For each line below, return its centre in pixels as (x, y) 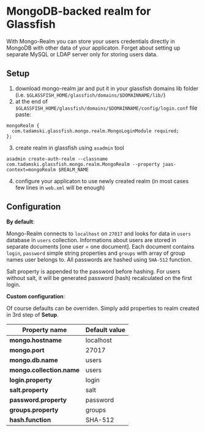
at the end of (31, 101)
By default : (20, 221)
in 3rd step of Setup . (33, 314)
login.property (31, 380)
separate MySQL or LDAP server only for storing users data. (82, 54)
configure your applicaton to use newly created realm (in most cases (102, 181)
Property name (45, 330)
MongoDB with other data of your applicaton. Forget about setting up (93, 48)
